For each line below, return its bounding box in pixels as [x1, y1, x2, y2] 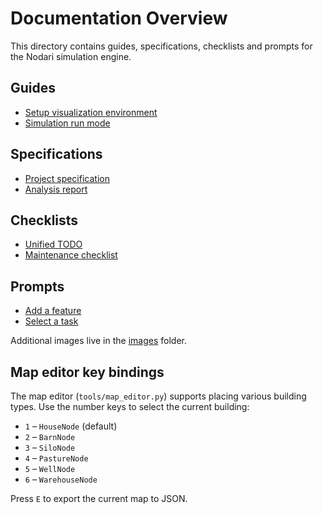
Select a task [24, 315, 79, 327]
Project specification [24, 172, 110, 184]
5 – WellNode [24, 463, 76, 474]
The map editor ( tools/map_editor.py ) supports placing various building [10, 390, 307, 402]
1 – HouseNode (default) [24, 420, 118, 432]
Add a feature [24, 305, 82, 317]
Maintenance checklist [24, 249, 118, 261]
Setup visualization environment [24, 106, 158, 118]
